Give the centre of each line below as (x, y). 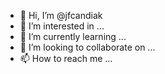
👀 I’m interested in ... (62, 26)
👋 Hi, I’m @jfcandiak (61, 15)
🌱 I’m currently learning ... (73, 36)
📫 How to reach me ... (66, 58)
